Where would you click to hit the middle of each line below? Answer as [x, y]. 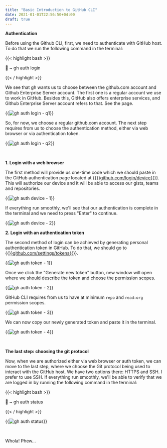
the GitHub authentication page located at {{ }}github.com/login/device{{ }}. [82, 178]
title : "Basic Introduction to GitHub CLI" [51, 10]
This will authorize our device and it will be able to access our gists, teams [82, 183]
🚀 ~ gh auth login [23, 68]
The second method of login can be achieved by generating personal [76, 243]
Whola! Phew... [21, 441]
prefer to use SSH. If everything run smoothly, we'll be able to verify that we [83, 377]
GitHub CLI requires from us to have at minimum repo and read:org [74, 297]
